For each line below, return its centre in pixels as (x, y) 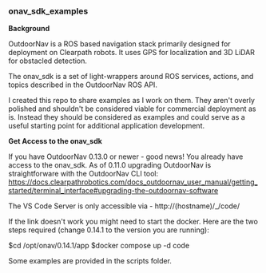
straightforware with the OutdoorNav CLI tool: (83, 174)
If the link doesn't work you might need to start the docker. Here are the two (133, 222)
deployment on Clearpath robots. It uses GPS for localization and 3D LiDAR (132, 53)
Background (29, 29)
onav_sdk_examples (48, 11)
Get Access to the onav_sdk (55, 141)
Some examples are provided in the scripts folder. (90, 261)
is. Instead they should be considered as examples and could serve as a (127, 117)
